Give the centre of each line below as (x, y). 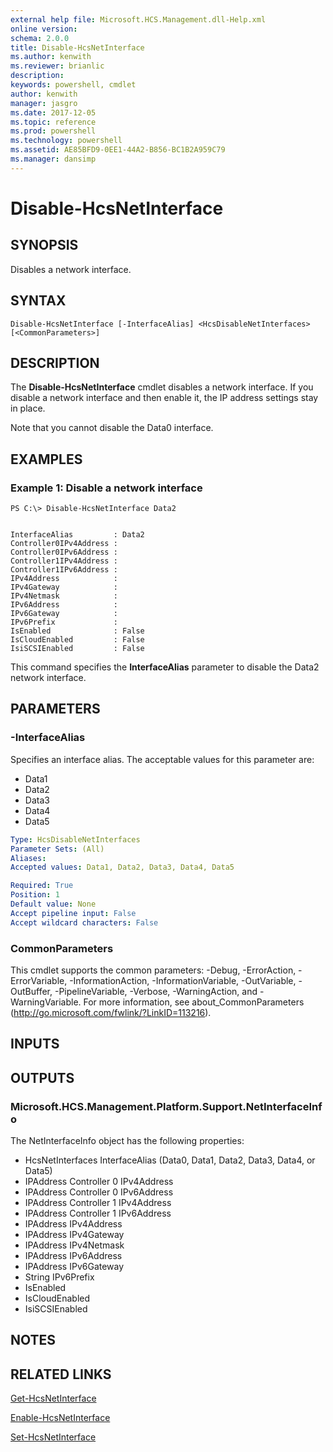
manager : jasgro (44, 103)
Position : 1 (35, 895)
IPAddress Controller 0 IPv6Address (99, 1192)
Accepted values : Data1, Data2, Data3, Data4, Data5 (122, 867)
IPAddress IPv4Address (73, 1224)
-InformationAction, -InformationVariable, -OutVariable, (183, 980)
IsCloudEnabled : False (77, 640)
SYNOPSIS (44, 245)
